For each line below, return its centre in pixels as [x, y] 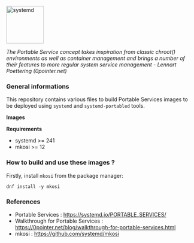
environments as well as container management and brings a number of [96, 58]
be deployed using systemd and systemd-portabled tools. [76, 106]
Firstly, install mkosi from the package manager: [65, 175]
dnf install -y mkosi [33, 186]
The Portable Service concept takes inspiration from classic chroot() [91, 52]
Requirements [24, 129]
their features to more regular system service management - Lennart [91, 65]
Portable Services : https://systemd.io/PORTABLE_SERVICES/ [90, 214]
